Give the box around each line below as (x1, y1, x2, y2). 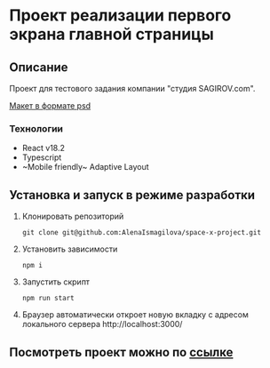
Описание (9, 60, 68, 75)
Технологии (9, 122, 64, 134)
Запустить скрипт (21, 276, 91, 287)
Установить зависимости (21, 244, 118, 254)
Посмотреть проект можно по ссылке (9, 344, 234, 360)
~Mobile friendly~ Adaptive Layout (21, 162, 149, 172)
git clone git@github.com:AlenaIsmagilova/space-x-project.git (21, 228, 262, 237)
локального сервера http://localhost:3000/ (21, 319, 183, 330)
